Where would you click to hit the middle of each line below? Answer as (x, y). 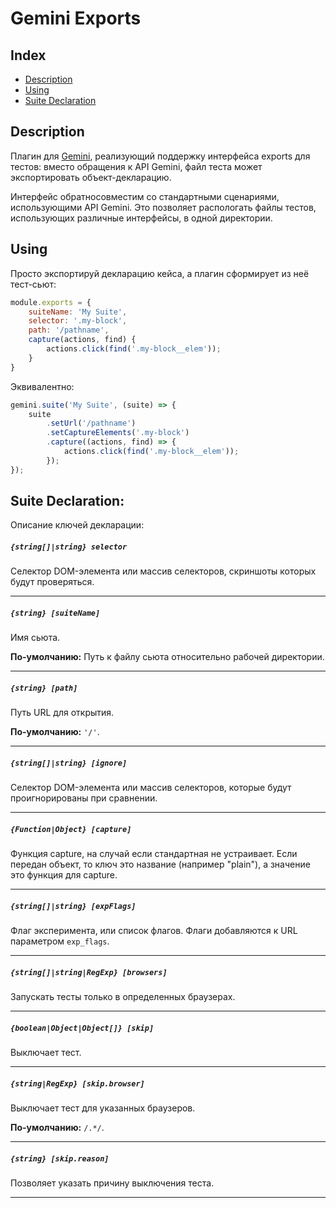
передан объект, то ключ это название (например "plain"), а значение (160, 864)
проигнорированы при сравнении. (84, 798)
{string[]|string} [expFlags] (73, 906)
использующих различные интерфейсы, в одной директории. (141, 218)
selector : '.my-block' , (78, 321)
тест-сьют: (33, 284)
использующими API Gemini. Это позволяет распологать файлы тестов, (163, 207)
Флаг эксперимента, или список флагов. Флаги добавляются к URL (154, 931)
